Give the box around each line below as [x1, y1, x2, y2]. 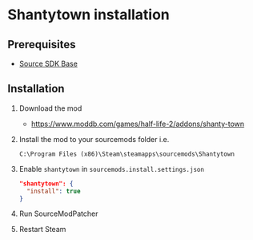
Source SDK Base [18, 59, 78, 68]
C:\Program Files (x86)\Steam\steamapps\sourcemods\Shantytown [18, 150, 235, 158]
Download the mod [18, 103, 82, 113]
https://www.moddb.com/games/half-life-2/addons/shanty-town [30, 119, 245, 128]
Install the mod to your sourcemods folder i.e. [18, 134, 170, 144]
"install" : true [26, 187, 81, 195]
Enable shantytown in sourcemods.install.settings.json [18, 164, 205, 173]
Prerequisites [7, 38, 76, 51]
